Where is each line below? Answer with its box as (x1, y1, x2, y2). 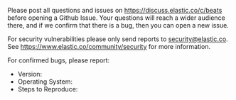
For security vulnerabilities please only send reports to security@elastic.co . (7, 35, 229, 43)
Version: (17, 70, 43, 78)
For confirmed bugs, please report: (7, 56, 110, 65)
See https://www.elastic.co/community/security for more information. (7, 43, 211, 50)
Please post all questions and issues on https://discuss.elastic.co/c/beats (7, 6, 222, 14)
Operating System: (17, 77, 73, 86)
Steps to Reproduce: (17, 85, 78, 93)
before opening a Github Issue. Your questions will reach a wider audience (7, 13, 225, 22)
